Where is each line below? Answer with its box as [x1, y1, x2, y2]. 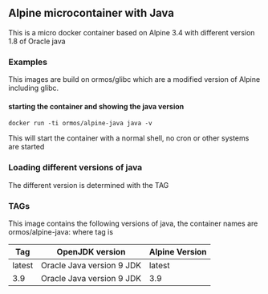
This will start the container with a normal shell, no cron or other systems [8, 133, 250, 143]
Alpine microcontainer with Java [8, 6, 175, 20]
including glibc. [8, 84, 59, 93]
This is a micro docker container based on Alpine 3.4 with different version [8, 27, 255, 37]
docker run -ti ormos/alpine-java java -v [8, 120, 152, 128]
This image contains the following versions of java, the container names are [8, 218, 258, 228]
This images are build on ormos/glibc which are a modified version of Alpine [8, 75, 261, 84]
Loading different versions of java [8, 162, 143, 174]
